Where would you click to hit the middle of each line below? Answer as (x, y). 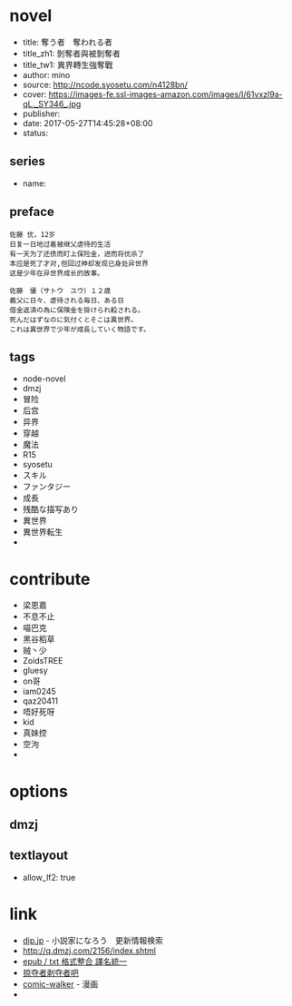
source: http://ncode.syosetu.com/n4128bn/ (105, 84)
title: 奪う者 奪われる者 (68, 42)
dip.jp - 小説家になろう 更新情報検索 (92, 940)
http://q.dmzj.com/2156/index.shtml (89, 951)
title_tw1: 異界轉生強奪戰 (68, 64)
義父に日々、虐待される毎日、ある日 (67, 301)
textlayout (39, 856)
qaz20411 (40, 701)
